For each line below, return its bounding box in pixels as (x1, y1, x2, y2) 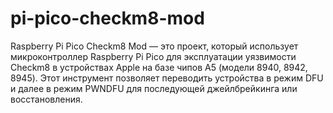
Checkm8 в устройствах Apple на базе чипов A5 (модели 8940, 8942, (10, 61, 308, 73)
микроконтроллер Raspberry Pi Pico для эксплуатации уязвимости (10, 50, 297, 62)
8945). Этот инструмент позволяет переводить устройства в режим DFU (10, 72, 324, 84)
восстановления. (10, 93, 83, 105)
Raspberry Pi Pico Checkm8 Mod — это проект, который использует (10, 40, 299, 52)
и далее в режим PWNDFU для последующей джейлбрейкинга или (10, 82, 298, 94)
